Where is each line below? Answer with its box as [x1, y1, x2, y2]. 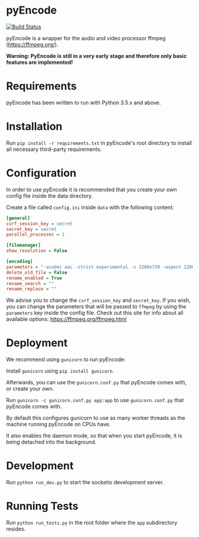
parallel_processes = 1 [6, 231, 65, 237]
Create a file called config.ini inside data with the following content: [6, 204, 175, 211]
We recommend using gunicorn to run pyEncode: [6, 356, 126, 363]
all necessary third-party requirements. [6, 146, 102, 153]
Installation [6, 120, 63, 133]
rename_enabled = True [6, 275, 62, 281]
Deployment [6, 336, 68, 350]
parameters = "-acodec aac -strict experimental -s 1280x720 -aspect [6, 264, 182, 270]
